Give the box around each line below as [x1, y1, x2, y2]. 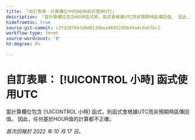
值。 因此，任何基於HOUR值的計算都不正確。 [6, 115, 115, 123]
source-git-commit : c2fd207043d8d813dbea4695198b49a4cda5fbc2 [6, 24, 161, 31]
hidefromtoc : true [6, 19, 51, 25]
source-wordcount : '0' [6, 36, 61, 41]
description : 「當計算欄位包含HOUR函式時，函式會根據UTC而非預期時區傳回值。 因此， [6, 14, 191, 20]
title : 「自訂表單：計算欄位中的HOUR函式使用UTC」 [6, 8, 117, 15]
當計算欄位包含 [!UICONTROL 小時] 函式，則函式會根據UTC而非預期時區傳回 [6, 108, 190, 115]
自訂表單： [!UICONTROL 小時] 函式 [6, 73, 177, 86]
